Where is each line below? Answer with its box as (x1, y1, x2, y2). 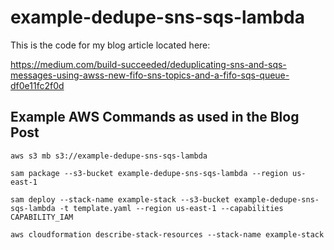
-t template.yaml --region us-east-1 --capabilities (59, 203, 284, 213)
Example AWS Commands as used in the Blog (10, 109, 300, 126)
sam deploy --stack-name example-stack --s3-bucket (10, 194, 230, 205)
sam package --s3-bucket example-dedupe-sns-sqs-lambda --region (10, 168, 288, 178)
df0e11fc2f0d (10, 79, 65, 91)
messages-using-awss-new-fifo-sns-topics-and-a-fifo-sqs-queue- (10, 69, 290, 81)
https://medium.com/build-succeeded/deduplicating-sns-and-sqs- (10, 58, 287, 70)
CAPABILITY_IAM (10, 212, 74, 222)
